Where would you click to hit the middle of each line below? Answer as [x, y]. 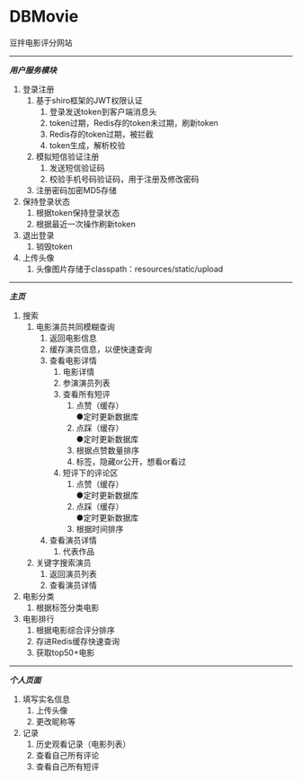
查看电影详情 [73, 360]
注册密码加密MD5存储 [76, 190]
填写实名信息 [46, 699]
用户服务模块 [33, 70]
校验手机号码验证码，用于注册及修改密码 [124, 179]
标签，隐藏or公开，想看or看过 [131, 461]
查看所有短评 [86, 394]
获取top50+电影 [65, 652]
